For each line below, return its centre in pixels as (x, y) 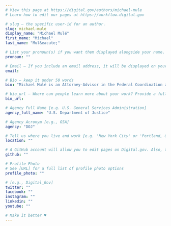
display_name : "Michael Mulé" (37, 34)
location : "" (19, 141)
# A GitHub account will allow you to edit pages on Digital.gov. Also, (84, 150)
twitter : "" (18, 187)
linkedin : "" (19, 202)
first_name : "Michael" (29, 38)
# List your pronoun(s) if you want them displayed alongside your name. (85, 52)
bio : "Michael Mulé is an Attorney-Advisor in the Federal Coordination (84, 85)
